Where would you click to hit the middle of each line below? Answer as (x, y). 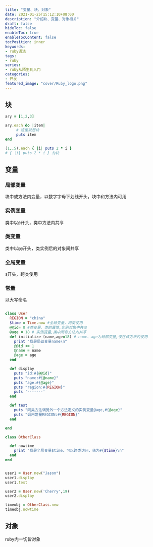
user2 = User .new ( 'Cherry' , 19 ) (37, 491)
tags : (11, 56)
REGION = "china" (27, 318)
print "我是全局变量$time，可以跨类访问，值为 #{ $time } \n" (69, 451)
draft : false (19, 24)
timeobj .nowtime (22, 510)
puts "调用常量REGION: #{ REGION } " (47, 415)
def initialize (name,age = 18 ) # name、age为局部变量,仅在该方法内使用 (79, 337)
